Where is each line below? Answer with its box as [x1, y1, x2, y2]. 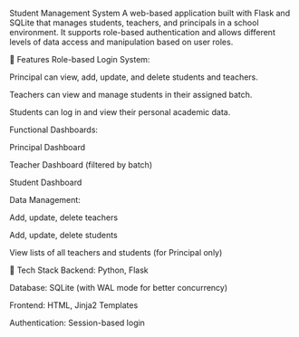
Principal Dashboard [9, 142, 86, 152]
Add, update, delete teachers [9, 212, 119, 223]
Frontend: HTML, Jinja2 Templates [9, 300, 139, 311]
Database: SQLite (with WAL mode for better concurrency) [9, 283, 228, 293]
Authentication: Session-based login [9, 317, 145, 328]
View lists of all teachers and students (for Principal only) [9, 247, 223, 257]
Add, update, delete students [9, 230, 118, 240]
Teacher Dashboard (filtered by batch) [9, 159, 152, 170]
